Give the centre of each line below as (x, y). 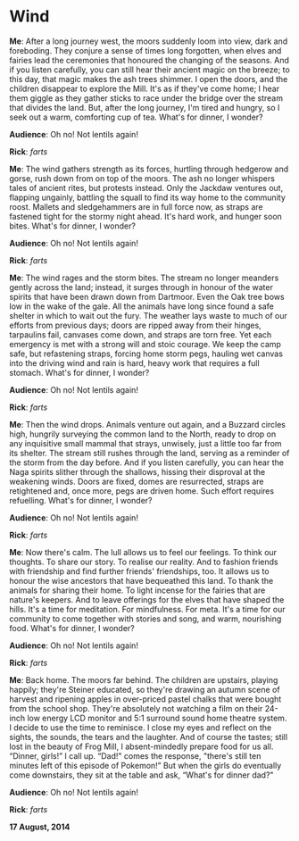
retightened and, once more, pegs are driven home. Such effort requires (142, 491)
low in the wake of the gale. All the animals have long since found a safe (141, 306)
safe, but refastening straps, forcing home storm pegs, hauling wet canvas (146, 354)
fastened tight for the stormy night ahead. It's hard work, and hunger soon (146, 216)
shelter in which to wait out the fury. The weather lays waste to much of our (148, 315)
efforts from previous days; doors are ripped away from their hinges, (135, 325)
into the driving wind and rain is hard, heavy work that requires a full (135, 362)
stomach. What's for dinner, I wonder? (79, 372)
